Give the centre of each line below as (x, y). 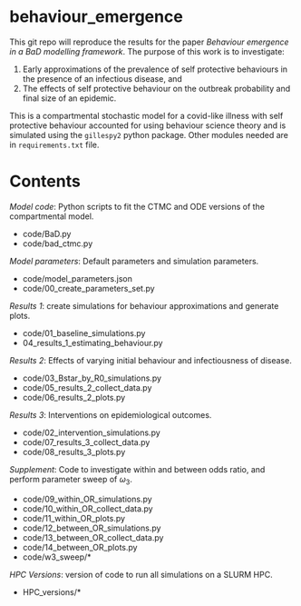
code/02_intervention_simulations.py (91, 432)
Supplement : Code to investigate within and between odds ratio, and (137, 469)
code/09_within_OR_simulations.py (87, 499)
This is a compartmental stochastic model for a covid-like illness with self (146, 115)
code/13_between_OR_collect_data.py (93, 537)
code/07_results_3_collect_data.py (86, 442)
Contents (45, 181)
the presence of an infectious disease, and (102, 78)
